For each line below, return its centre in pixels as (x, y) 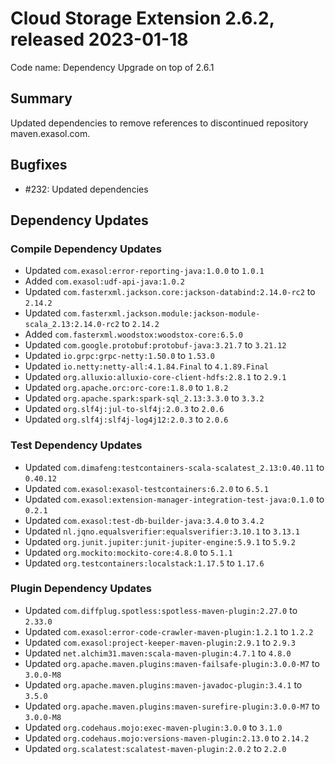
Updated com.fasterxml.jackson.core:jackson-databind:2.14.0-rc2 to (170, 292)
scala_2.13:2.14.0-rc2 (72, 325)
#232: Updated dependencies (86, 189)
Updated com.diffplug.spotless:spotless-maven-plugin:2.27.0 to (161, 610)
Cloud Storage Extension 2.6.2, (142, 18)
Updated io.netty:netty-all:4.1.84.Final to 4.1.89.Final (146, 366)
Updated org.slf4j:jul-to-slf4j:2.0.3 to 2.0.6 (124, 409)
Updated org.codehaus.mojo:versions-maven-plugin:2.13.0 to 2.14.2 (167, 738)
